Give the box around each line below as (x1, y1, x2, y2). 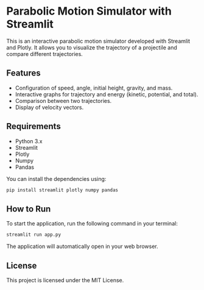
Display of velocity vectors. (15, 104, 84, 111)
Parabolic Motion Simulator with (6, 4, 172, 18)
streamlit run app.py (6, 232, 62, 238)
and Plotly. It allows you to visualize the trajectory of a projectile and (6, 44, 178, 51)
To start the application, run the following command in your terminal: (6, 220, 178, 227)
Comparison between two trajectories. (15, 97, 112, 104)
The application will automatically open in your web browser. (6, 242, 158, 250)
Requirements (6, 121, 61, 132)
